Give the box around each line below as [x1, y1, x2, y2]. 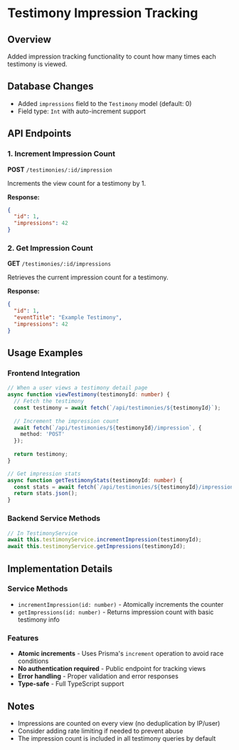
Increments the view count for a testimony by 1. [7, 179, 147, 187]
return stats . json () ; [14, 490, 78, 497]
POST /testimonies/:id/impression [7, 165, 112, 174]
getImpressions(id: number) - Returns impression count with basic [17, 608, 214, 616]
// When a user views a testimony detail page [7, 385, 148, 392]
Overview [7, 33, 52, 46]
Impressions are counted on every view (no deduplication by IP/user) [17, 719, 221, 727]
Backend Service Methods [7, 514, 101, 524]
